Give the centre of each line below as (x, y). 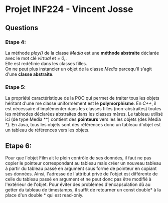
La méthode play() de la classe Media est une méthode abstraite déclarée (82, 53)
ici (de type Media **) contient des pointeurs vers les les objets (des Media (83, 119)
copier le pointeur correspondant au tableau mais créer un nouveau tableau (83, 163)
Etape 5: (16, 87)
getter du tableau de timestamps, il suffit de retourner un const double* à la (83, 189)
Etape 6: (19, 146)
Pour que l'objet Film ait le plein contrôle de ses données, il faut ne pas (78, 158)
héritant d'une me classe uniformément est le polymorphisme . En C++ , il (81, 103)
